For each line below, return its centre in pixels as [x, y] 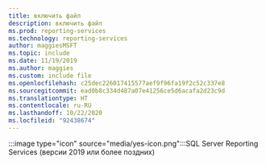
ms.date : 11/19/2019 [43, 61]
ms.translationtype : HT [48, 98]
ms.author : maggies [41, 68]
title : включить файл [45, 16]
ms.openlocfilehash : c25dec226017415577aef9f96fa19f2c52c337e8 [117, 83]
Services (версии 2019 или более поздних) [82, 152]
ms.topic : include [39, 53]
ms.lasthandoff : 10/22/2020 [56, 113]
